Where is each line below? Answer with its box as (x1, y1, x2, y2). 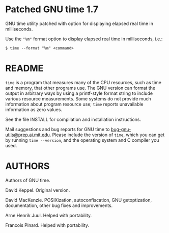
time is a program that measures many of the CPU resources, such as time (5, 79, 162, 85)
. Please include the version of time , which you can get (49, 132, 165, 138)
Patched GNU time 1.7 (5, 4, 99, 15)
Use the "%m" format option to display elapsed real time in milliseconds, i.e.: (5, 36, 163, 42)
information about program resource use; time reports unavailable (5, 101, 144, 107)
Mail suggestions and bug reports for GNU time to (5, 126, 110, 132)
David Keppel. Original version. (5, 187, 70, 193)
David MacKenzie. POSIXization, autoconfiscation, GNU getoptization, (5, 197, 152, 203)
